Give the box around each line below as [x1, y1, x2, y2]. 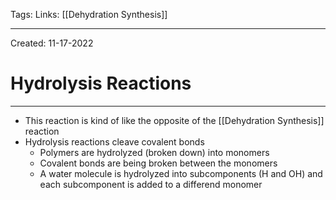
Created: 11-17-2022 [10, 37, 94, 49]
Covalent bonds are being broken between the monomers [39, 157, 278, 169]
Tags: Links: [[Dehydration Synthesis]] [10, 9, 168, 20]
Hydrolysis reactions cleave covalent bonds [24, 135, 205, 148]
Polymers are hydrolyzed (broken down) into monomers [39, 146, 270, 158]
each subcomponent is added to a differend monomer [39, 178, 263, 190]
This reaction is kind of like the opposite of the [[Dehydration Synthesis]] [24, 114, 325, 126]
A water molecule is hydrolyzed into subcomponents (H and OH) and [39, 167, 323, 179]
